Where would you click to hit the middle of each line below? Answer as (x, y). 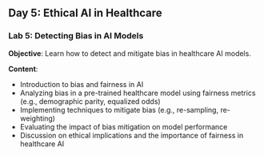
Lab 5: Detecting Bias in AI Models (76, 36)
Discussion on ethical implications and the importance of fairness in (132, 135)
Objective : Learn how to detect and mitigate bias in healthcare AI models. (130, 53)
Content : (23, 69)
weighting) (38, 118)
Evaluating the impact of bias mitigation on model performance (124, 126)
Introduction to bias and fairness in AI (82, 84)
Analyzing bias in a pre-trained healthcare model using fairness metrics (138, 93)
